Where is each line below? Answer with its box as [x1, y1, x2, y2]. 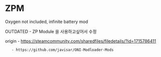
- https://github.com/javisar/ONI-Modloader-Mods [11, 47, 114, 52]
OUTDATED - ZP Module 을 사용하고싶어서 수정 [5, 28, 97, 34]
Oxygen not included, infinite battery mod [5, 19, 88, 24]
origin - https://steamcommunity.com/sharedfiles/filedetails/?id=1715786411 [5, 38, 156, 44]
